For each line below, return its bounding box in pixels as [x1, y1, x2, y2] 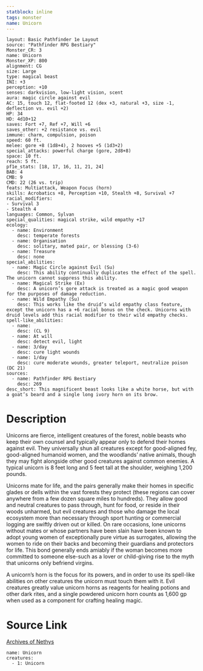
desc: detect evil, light [17, 339, 83, 345]
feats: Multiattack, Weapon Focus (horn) [6, 185, 113, 191]
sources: [6, 371, 28, 377]
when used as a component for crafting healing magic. [6, 597, 143, 604]
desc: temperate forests [17, 233, 80, 239]
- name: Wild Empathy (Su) [12, 296, 80, 303]
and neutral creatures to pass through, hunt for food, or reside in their [6, 501, 180, 509]
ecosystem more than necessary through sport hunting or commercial [6, 514, 181, 521]
